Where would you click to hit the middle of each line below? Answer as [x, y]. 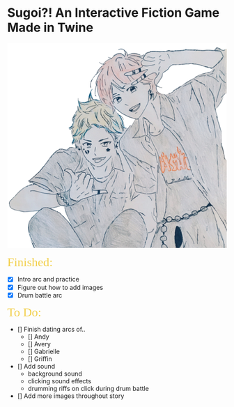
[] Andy [39, 337]
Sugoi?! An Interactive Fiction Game [114, 13]
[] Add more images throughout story [71, 396]
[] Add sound [36, 366]
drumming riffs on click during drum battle [88, 388]
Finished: [30, 262]
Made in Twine [50, 28]
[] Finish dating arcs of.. [51, 329]
